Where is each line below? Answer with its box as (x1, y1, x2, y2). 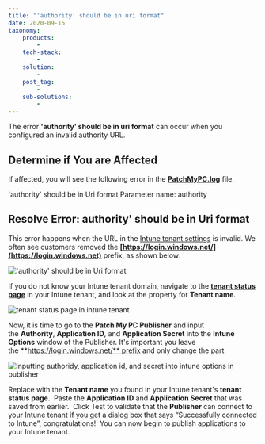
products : (22, 33, 55, 42)
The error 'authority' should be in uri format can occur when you (8, 122, 223, 132)
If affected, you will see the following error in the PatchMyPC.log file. (8, 174, 235, 183)
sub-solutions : (22, 93, 73, 101)
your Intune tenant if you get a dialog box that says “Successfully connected (8, 410, 257, 419)
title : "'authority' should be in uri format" (8, 11, 165, 20)
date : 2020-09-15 (8, 19, 66, 27)
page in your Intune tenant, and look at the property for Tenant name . (8, 289, 236, 299)
